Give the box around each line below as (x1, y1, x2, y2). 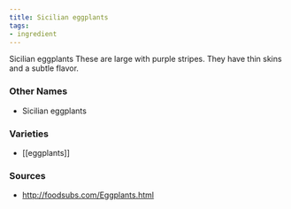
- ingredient (9, 29, 57, 38)
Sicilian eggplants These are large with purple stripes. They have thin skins (9, 54, 282, 65)
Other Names (9, 85, 68, 97)
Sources (9, 169, 46, 182)
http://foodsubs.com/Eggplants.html (21, 190, 155, 200)
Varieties (9, 128, 49, 140)
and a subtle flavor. (9, 63, 80, 74)
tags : (9, 21, 29, 30)
